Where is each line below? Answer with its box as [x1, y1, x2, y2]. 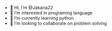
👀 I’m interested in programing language [9, 10, 92, 16]
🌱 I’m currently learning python [9, 15, 74, 21]
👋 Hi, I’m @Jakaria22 [9, 5, 53, 10]
